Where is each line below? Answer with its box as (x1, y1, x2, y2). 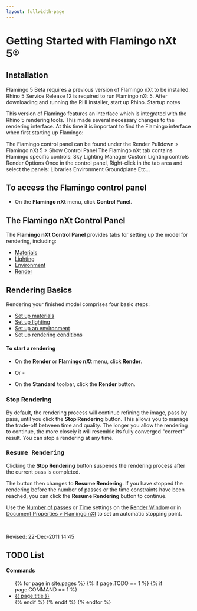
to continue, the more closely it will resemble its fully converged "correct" (6, 427, 185, 435)
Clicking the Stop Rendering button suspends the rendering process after (6, 462, 186, 469)
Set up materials (14, 312, 55, 320)
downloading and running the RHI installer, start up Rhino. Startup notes (6, 98, 180, 105)
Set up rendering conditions (14, 331, 83, 338)
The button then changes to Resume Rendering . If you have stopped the (6, 480, 183, 487)
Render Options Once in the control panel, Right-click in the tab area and (6, 159, 183, 166)
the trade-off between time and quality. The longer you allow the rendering (6, 422, 188, 429)
